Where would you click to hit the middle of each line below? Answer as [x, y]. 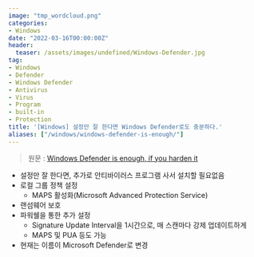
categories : [28, 23]
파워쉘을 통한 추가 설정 [55, 215]
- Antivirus [28, 90]
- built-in [26, 113]
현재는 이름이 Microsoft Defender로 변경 [84, 245]
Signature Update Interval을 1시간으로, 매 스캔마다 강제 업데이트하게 [139, 225]
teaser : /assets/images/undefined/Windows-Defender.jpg [110, 53]
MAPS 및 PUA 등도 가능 [69, 235]
